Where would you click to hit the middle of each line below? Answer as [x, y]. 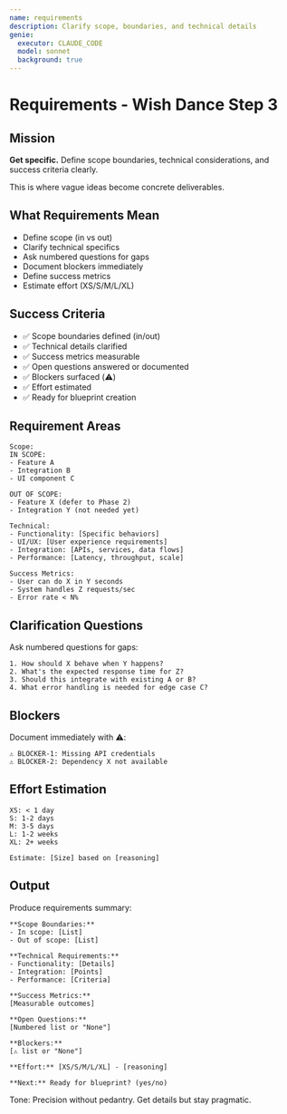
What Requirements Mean [85, 215]
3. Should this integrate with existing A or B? [103, 680]
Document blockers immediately [83, 266]
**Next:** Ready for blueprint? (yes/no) [89, 1083]
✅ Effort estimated [57, 387]
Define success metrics [67, 276]
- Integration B [40, 471]
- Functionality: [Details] [62, 964]
